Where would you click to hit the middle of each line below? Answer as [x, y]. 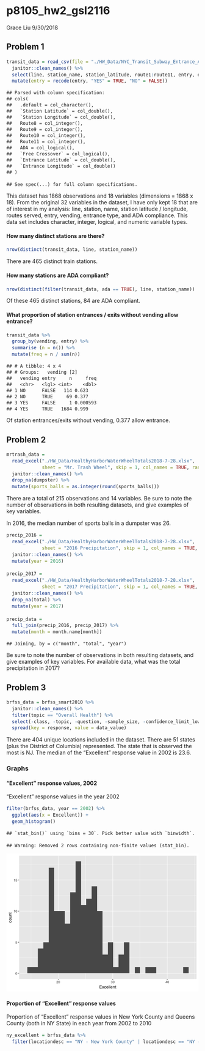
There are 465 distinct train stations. [52, 261]
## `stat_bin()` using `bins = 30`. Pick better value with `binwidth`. [101, 834]
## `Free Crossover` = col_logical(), [59, 154]
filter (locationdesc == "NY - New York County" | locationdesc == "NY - [106, 1042]
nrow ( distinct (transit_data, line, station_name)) [72, 250]
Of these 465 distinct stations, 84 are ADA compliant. [73, 301]
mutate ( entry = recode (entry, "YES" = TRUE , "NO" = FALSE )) [90, 81]
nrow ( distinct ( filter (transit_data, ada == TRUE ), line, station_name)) [101, 289]
